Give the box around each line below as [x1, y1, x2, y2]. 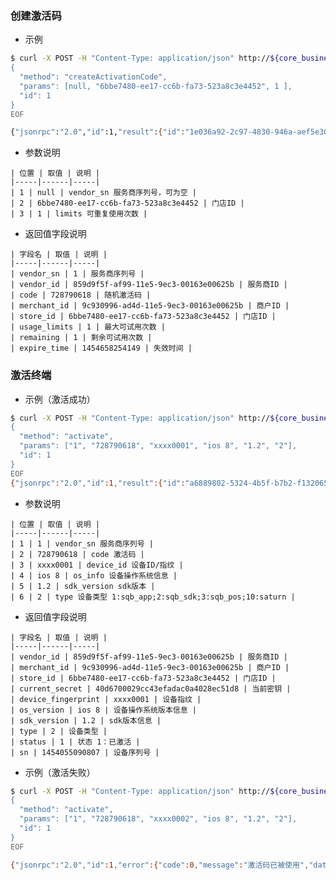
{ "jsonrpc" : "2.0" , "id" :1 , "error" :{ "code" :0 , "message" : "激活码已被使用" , [10, 860, 310, 870]
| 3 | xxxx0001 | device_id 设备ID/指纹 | [10, 560, 184, 570]
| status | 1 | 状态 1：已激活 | [10, 737, 141, 747]
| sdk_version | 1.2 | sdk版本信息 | [10, 715, 162, 726]
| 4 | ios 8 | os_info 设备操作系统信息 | [10, 570, 178, 581]
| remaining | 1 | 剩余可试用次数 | [10, 333, 153, 343]
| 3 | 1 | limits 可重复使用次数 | [10, 209, 148, 219]
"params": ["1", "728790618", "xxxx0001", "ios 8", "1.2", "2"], [19, 441, 298, 451]
